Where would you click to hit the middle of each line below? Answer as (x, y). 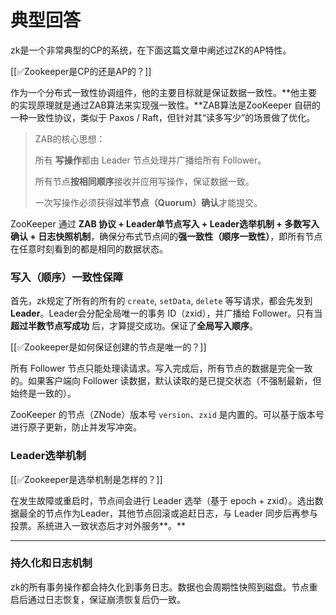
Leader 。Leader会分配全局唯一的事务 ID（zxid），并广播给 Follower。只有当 (166, 313)
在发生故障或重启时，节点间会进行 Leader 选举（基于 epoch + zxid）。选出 (162, 500)
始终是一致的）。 (43, 393)
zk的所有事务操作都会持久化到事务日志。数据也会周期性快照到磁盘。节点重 (164, 587)
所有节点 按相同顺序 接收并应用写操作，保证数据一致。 (144, 181)
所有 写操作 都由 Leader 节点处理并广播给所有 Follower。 (150, 160)
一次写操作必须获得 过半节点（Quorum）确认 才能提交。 (148, 202)
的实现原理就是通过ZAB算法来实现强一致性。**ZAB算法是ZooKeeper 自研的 (165, 105)
